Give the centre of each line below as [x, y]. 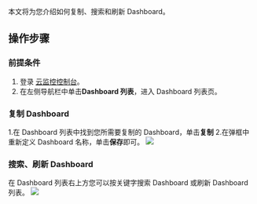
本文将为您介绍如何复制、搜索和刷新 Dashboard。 [89, 11]
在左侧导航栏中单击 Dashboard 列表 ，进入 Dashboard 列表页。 [120, 91]
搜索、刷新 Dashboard [51, 164]
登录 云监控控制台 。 [51, 82]
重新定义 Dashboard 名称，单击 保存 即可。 [76, 142]
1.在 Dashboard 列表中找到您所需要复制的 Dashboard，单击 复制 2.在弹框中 [129, 132]
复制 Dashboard [39, 114]
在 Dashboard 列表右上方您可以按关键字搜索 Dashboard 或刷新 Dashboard [128, 183]
